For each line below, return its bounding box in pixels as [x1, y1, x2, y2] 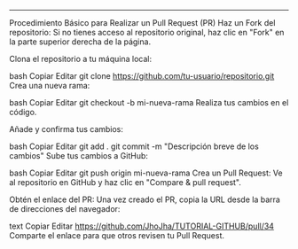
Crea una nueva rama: [9, 81, 90, 90]
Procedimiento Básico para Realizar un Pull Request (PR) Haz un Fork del [9, 18, 276, 27]
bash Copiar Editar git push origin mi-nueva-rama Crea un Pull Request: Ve [9, 167, 283, 178]
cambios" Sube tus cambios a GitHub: [9, 151, 149, 160]
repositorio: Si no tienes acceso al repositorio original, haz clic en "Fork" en [9, 27, 285, 37]
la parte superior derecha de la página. [9, 36, 152, 47]
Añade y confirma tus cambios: [9, 124, 124, 134]
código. [9, 107, 37, 117]
